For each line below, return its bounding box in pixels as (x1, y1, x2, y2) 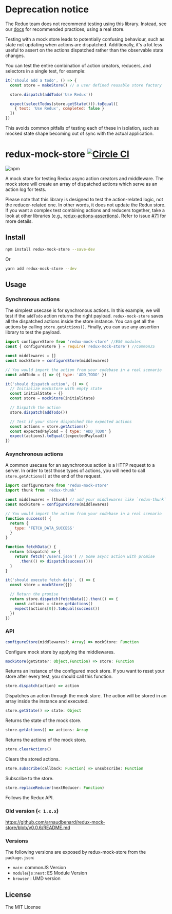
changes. (5, 52, 25, 59)
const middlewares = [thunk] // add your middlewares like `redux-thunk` (5, 497, 167, 502)
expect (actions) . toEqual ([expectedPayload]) (10, 433, 107, 438)
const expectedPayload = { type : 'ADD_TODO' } (10, 429, 111, 434)
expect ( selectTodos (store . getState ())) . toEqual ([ (10, 101, 118, 107)
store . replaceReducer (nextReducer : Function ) (5, 785, 104, 790)
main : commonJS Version (12, 865, 66, 871)
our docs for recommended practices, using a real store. (5, 26, 125, 32)
